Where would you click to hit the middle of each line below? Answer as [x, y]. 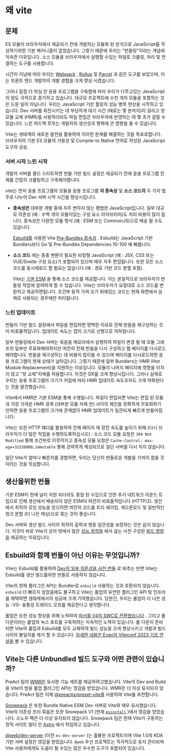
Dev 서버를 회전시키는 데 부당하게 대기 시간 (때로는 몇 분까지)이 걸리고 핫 [92, 111]
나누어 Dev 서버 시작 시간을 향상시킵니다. [56, 197]
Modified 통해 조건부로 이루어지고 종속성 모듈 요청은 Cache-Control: [74, 440]
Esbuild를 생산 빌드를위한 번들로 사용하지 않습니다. [56, 575]
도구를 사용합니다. [36, 63]
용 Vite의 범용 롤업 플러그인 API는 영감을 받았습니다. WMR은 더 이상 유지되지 [82, 688]
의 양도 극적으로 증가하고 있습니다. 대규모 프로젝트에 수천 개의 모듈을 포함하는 [82, 98]
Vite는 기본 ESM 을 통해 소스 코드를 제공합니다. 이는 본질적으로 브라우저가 [86, 279]
